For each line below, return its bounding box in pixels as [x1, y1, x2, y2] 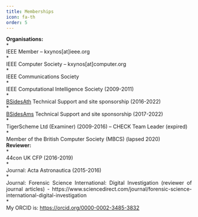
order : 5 [6, 19, 28, 25]
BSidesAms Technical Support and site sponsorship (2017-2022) [6, 111, 163, 118]
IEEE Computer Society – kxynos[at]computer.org [6, 61, 127, 68]
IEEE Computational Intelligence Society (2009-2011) [6, 86, 134, 93]
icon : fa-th [6, 14, 35, 20]
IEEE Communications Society [6, 73, 80, 80]
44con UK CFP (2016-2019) [6, 154, 74, 162]
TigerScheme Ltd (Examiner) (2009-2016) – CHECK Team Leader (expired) [6, 123, 188, 130]
